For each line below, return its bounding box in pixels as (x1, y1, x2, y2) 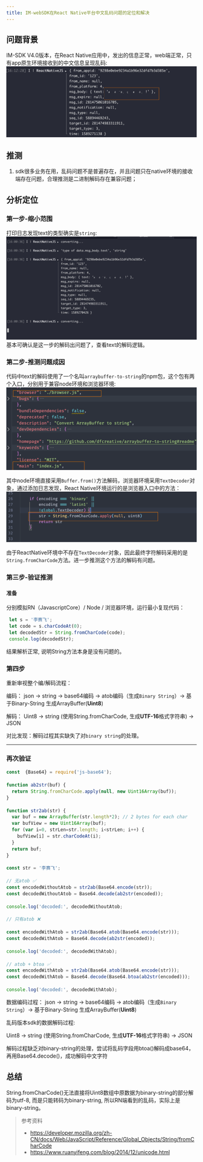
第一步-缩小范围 (6, 214, 53, 223)
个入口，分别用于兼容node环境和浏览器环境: (6, 380, 116, 388)
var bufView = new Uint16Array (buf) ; (11, 821, 107, 827)
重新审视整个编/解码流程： (6, 679, 72, 687)
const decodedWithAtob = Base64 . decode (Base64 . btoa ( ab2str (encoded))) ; (6, 974, 190, 980)
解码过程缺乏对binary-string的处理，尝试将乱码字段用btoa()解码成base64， (6, 1044, 195, 1052)
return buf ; (11, 846, 42, 852)
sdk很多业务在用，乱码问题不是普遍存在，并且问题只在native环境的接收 (14, 167, 193, 175)
